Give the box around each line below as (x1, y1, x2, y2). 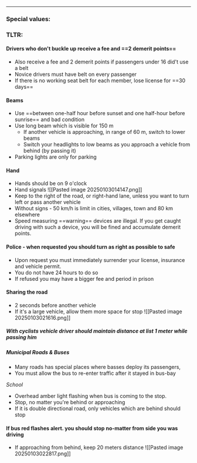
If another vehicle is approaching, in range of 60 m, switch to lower (23, 129, 186, 136)
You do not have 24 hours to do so (14, 269, 98, 276)
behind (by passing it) (23, 147, 76, 155)
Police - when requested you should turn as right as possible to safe (6, 243, 175, 250)
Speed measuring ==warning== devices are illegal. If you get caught (14, 217, 181, 224)
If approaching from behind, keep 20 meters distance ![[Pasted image (14, 444, 184, 451)
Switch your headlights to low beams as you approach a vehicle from (23, 141, 191, 148)
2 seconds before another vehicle (14, 301, 97, 308)
